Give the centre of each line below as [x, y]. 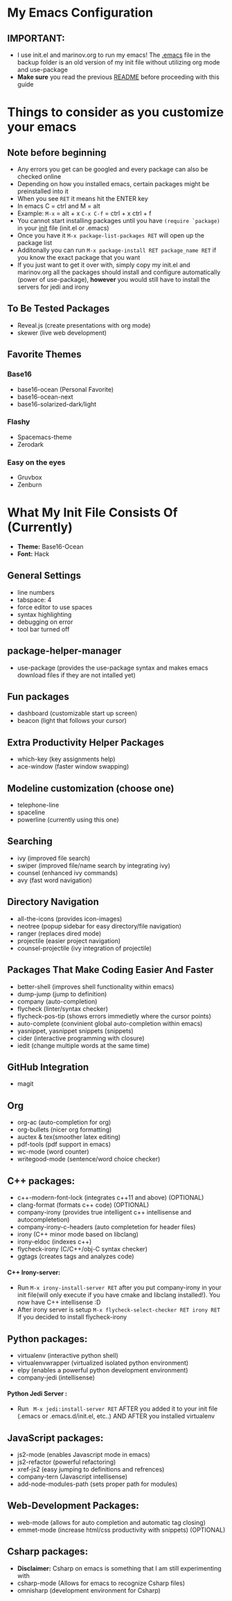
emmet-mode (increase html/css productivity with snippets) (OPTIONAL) [121, 1530]
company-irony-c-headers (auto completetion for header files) [106, 1226]
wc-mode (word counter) [53, 1152]
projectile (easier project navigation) [69, 940]
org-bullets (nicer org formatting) [64, 1129]
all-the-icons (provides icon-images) [70, 918]
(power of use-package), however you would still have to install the [114, 279]
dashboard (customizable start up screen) [77, 713]
